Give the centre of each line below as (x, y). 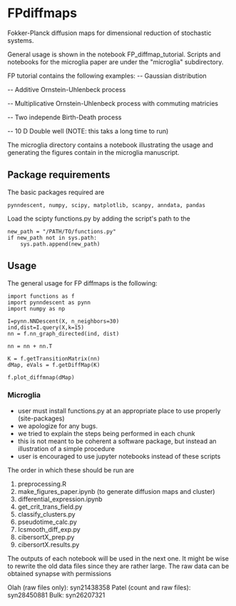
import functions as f (41, 296)
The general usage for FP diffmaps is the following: (83, 283)
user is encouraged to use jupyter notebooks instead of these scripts (119, 456)
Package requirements (59, 175)
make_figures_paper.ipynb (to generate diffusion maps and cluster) (116, 491)
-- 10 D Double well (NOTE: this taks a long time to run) (88, 131)
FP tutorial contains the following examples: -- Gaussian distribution (107, 76)
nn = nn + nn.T (30, 346)
